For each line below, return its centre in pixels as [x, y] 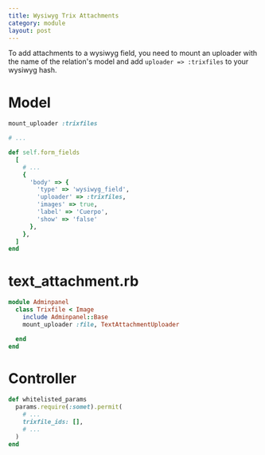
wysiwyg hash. [33, 70]
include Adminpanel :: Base [66, 317]
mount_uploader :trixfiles [53, 124]
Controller [43, 378]
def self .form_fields [44, 152]
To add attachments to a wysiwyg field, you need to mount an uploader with [133, 53]
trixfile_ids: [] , [53, 422]
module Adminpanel [39, 303]
